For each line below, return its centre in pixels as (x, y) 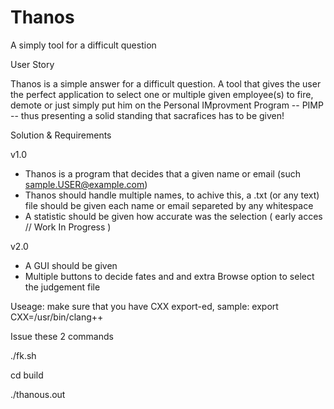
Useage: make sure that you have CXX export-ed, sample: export (144, 306)
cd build (27, 375)
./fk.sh (23, 355)
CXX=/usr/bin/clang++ (57, 317)
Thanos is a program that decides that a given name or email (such (162, 173)
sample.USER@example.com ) (86, 184)
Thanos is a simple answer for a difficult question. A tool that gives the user (166, 83)
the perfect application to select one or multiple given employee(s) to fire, (162, 94)
